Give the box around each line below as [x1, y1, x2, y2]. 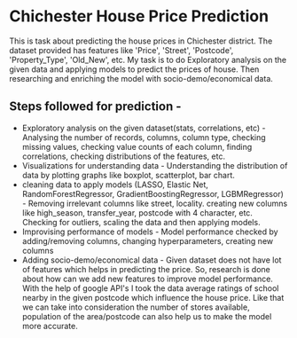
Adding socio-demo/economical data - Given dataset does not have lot [21, 255, 282, 265]
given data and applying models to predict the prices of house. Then [9, 64, 260, 75]
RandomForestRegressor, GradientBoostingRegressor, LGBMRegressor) [21, 188, 284, 199]
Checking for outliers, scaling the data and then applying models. [21, 216, 261, 227]
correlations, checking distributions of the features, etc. [21, 151, 226, 161]
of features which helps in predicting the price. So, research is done [21, 263, 270, 274]
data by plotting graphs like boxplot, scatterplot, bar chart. [21, 169, 235, 180]
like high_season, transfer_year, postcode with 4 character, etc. [21, 207, 253, 218]
